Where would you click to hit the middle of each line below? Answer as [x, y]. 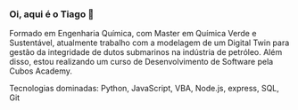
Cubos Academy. [41, 71]
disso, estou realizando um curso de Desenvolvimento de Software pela [141, 62]
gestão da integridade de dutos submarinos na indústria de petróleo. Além [146, 52]
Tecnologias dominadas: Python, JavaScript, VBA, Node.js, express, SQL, [144, 89]
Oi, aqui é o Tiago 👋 [52, 14]
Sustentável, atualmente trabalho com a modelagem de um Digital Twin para [149, 43]
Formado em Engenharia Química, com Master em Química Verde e [133, 34]
